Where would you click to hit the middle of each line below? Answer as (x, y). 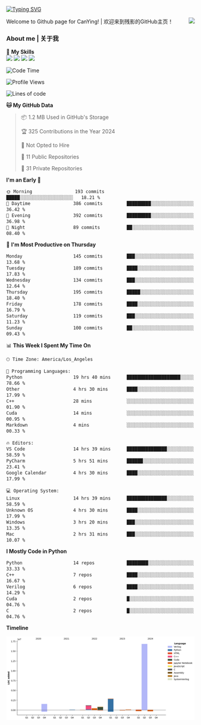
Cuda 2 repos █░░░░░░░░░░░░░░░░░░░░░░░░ (100, 599)
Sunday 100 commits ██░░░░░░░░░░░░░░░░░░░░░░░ (100, 328)
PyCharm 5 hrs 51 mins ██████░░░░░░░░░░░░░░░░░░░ (100, 461)
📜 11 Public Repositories (50, 157)
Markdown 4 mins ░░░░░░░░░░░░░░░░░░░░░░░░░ (100, 425)
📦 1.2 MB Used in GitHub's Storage (65, 117)
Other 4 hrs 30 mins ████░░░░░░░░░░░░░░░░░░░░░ (100, 389)
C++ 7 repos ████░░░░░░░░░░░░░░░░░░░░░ (100, 575)
